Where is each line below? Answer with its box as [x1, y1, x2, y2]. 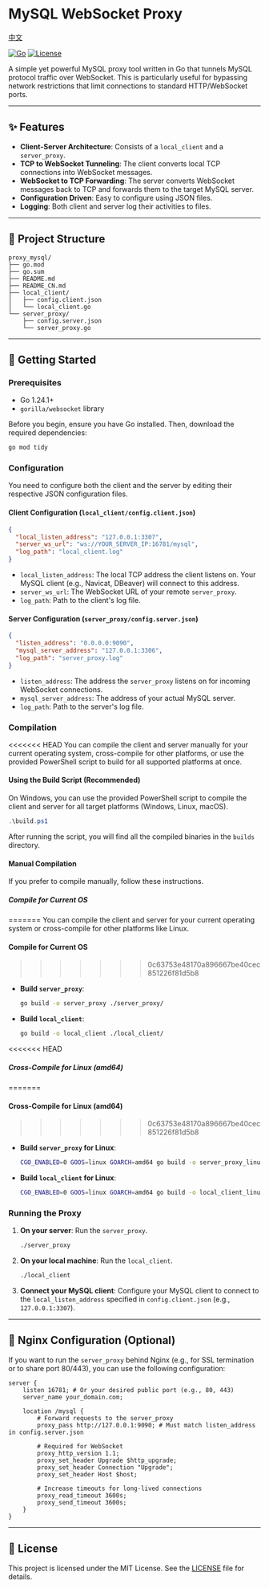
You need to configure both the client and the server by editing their [8, 481, 232, 491]
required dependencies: [8, 428, 87, 438]
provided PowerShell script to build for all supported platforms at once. [8, 756, 243, 767]
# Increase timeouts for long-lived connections [37, 1484, 203, 1492]
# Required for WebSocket [37, 1442, 124, 1450]
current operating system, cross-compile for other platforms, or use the [8, 748, 244, 758]
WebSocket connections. [19, 684, 103, 694]
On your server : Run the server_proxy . [19, 1226, 148, 1236]
